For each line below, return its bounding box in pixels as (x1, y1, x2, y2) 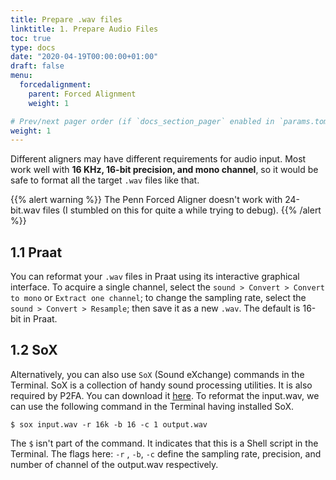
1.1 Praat (10, 244, 63, 261)
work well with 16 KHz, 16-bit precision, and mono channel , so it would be (10, 164, 319, 176)
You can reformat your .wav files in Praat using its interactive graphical (10, 271, 300, 283)
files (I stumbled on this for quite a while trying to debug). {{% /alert (42, 204, 322, 216)
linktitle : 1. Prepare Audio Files (10, 24, 159, 34)
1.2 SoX (10, 342, 58, 359)
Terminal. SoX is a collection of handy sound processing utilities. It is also (10, 379, 313, 391)
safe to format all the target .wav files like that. (10, 174, 200, 186)
